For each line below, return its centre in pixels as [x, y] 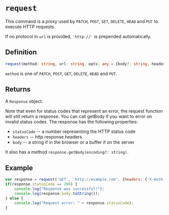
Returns [18, 89]
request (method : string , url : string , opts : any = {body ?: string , [77, 64]
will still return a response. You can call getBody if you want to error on [79, 116]
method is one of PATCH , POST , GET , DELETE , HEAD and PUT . [61, 74]
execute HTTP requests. [30, 27]
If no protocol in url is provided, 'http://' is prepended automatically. [78, 36]
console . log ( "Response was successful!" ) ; [59, 189]
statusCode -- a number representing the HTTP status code [74, 131]
